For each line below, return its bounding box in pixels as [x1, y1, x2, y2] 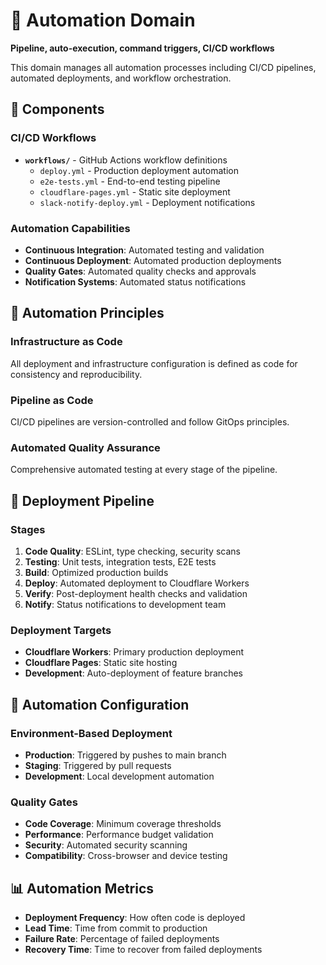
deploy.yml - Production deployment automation [39, 164, 239, 176]
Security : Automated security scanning [24, 839, 188, 851]
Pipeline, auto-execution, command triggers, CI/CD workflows [10, 42, 275, 54]
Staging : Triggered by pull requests [24, 759, 172, 771]
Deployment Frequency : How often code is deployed [24, 911, 246, 923]
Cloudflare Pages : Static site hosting [24, 657, 178, 669]
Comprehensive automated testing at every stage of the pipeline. [10, 464, 278, 476]
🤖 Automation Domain [10, 9, 196, 32]
